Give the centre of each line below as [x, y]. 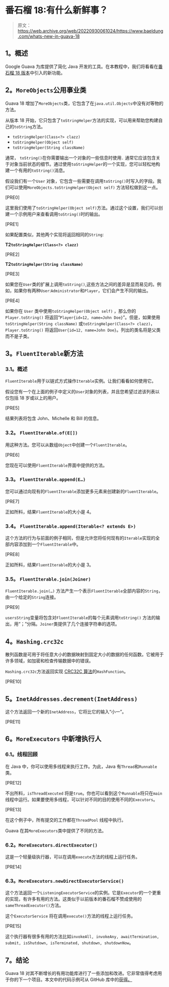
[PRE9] [13, 607]
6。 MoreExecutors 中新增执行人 [53, 739]
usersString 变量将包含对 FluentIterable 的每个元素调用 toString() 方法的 [80, 618]
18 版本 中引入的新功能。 [40, 73]
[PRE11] [13, 722]
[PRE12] [13, 783]
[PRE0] [13, 197]
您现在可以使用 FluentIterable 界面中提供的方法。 [56, 465]
